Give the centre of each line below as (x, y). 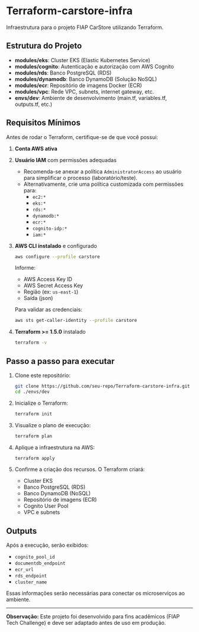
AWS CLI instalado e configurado (56, 246)
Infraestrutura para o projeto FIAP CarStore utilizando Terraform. (85, 27)
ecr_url (24, 570)
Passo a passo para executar (60, 361)
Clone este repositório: (43, 375)
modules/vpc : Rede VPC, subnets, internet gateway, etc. (84, 91)
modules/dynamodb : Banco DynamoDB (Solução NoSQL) (86, 79)
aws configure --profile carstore (57, 257)
